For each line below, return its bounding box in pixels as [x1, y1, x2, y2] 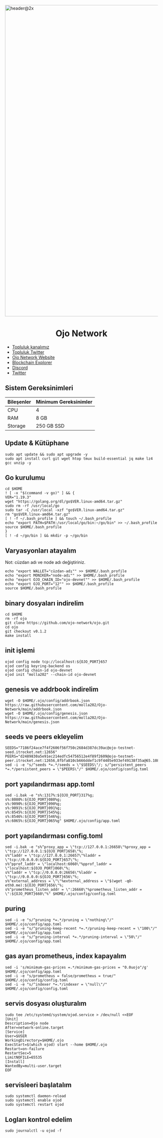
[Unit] [5, 1016, 18, 1021]
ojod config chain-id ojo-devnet [5, 668, 73, 673]
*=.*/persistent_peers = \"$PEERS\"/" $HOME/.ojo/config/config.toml [5, 767, 149, 772]
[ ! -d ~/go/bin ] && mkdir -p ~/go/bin [5, 533, 88, 538]
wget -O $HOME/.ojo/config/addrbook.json [5, 698, 90, 703]
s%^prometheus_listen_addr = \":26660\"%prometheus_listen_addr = [5, 887, 142, 892]
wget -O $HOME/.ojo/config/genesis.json [5, 711, 88, 716]
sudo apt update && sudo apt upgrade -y [5, 452, 88, 457]
